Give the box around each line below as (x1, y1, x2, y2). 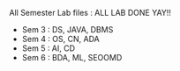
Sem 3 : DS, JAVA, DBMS (21, 25, 114, 34)
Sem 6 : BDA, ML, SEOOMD (21, 53, 123, 62)
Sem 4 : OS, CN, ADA (21, 34, 100, 44)
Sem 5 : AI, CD (21, 43, 76, 53)
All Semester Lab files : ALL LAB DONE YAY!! (9, 8, 172, 18)
